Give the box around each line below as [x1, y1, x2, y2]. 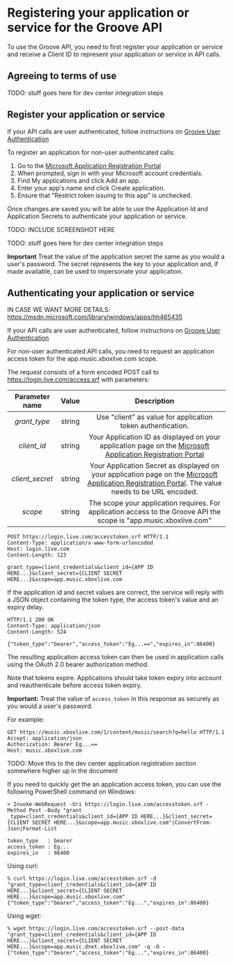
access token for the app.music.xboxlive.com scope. [7, 354, 158, 363]
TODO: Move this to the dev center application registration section [7, 759, 196, 768]
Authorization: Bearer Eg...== [7, 741, 98, 748]
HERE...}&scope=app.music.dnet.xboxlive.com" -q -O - [7, 944, 166, 950]
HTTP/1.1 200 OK [7, 616, 54, 623]
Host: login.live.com [7, 545, 70, 553]
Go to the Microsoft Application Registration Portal [17, 161, 162, 170]
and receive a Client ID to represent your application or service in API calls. [7, 50, 221, 58]
